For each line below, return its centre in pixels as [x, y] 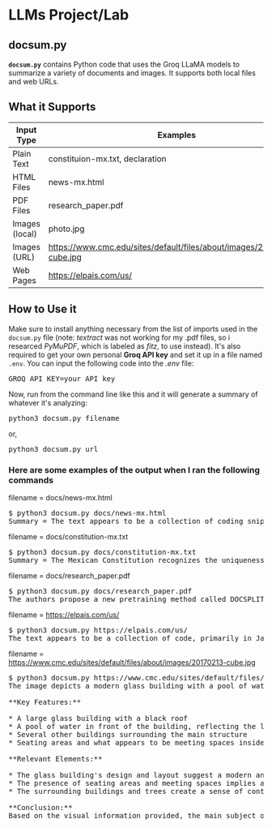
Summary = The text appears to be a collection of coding [126, 521]
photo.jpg [66, 229]
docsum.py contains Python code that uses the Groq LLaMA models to [124, 64]
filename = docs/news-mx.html [61, 497]
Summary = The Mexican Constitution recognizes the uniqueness [136, 560]
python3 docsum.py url [53, 449]
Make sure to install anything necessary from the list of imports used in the [133, 328]
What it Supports [52, 107]
